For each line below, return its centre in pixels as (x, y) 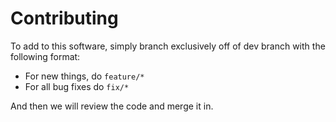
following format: (45, 56)
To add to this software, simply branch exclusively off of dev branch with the (168, 46)
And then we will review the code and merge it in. (112, 106)
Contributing (64, 18)
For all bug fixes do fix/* (77, 86)
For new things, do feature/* (84, 76)
